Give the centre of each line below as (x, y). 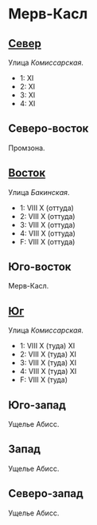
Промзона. (27, 148)
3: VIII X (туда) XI (48, 363)
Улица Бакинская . (39, 192)
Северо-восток (48, 129)
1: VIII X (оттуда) (47, 208)
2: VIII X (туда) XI (48, 354)
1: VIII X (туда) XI (47, 346)
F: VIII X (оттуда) (47, 241)
